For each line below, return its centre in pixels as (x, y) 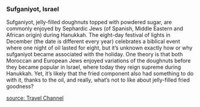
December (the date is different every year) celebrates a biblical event (93, 42)
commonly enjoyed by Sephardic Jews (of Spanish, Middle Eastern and (95, 28)
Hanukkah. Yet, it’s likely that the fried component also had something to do (100, 74)
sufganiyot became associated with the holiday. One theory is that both (95, 54)
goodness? (20, 86)
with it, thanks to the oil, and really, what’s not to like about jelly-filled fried (98, 80)
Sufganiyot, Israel (33, 9)
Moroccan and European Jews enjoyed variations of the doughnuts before (98, 61)
